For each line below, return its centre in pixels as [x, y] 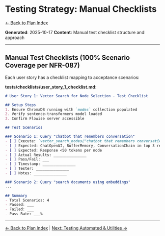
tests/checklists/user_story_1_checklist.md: [51, 87]
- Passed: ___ [20, 205]
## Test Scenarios [24, 128]
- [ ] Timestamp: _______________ [41, 164]
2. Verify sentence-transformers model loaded [54, 114]
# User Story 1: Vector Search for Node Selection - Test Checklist [77, 96]
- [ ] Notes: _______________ [36, 173]
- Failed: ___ [20, 209]
